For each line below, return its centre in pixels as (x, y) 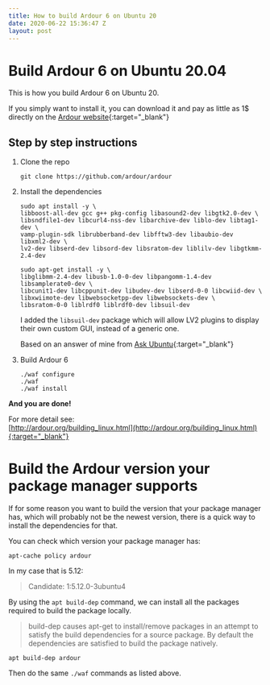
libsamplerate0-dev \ (56, 284)
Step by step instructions (73, 142)
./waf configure (47, 375)
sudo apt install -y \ (58, 206)
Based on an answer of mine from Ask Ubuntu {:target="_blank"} (127, 344)
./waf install (44, 389)
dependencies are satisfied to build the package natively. (123, 643)
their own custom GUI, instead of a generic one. (100, 329)
